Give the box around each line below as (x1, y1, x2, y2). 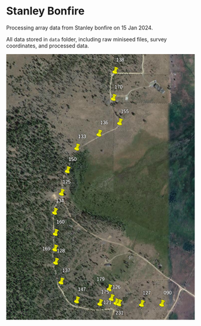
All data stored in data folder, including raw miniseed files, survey (6, 35, 167, 43)
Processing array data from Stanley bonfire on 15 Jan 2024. (6, 24, 153, 31)
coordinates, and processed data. (6, 42, 90, 49)
